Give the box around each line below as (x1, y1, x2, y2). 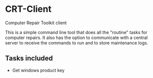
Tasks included (5, 54, 53, 63)
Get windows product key (12, 67, 65, 73)
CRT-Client (5, 3, 52, 15)
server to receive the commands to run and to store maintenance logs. (5, 39, 149, 45)
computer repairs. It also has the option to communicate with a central (5, 35, 148, 40)
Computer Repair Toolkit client (5, 20, 67, 26)
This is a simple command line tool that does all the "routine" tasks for (5, 29, 148, 35)
